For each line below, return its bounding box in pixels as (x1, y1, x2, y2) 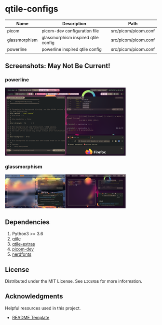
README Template (12, 314, 50, 320)
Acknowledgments (5, 292, 64, 301)
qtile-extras (12, 241, 35, 247)
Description (62, 21, 87, 27)
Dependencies (5, 218, 50, 226)
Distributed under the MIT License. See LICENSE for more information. (5, 279, 142, 284)
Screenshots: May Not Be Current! (5, 62, 110, 70)
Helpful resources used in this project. (5, 305, 81, 311)
